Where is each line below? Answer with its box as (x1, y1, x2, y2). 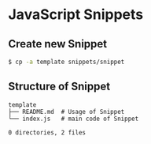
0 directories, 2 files (8, 128, 87, 136)
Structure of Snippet (8, 80, 111, 93)
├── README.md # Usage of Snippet (8, 108, 125, 116)
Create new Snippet (8, 37, 108, 51)
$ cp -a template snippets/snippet (8, 58, 125, 66)
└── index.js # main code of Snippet (8, 115, 139, 123)
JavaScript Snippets (8, 6, 144, 24)
